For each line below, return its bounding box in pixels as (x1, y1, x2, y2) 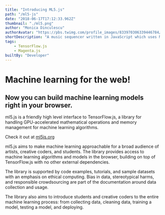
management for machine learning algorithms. (5, 125, 99, 131)
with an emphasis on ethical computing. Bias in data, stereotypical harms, (5, 174, 154, 180)
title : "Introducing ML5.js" (5, 7, 65, 12)
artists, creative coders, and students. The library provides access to (5, 149, 144, 155)
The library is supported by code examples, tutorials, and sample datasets (5, 169, 155, 175)
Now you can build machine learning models (5, 93, 144, 102)
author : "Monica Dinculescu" (5, 26, 65, 30)
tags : (5, 39, 16, 44)
